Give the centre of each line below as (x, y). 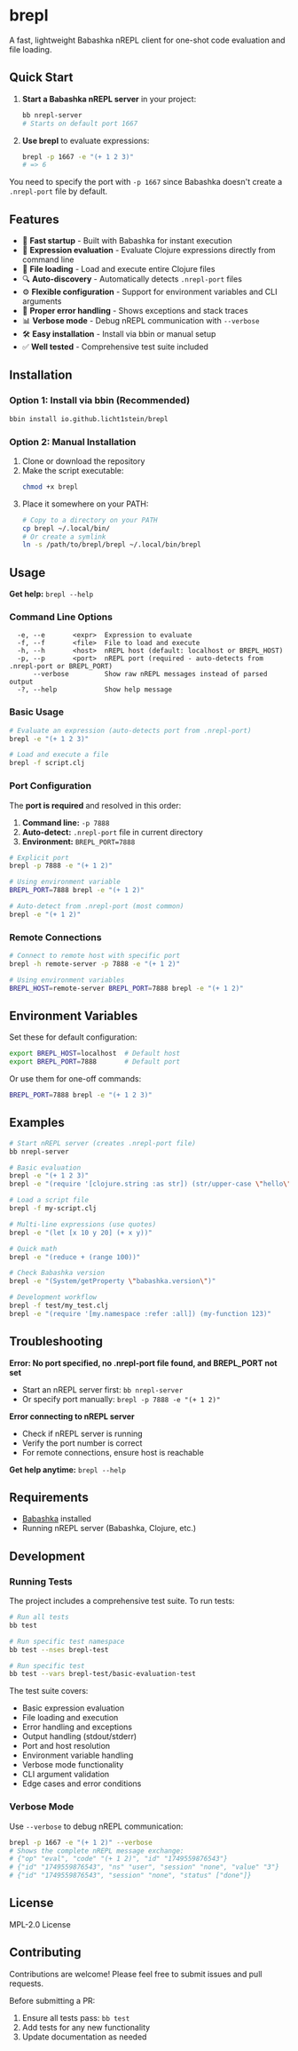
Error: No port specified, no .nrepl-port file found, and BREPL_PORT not (143, 1363)
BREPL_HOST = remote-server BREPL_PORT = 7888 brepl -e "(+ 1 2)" (126, 988)
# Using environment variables (67, 980)
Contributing (45, 1953)
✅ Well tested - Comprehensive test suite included (115, 347)
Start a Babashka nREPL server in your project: (109, 99)
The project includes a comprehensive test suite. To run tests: (122, 1601)
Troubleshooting (56, 1341)
